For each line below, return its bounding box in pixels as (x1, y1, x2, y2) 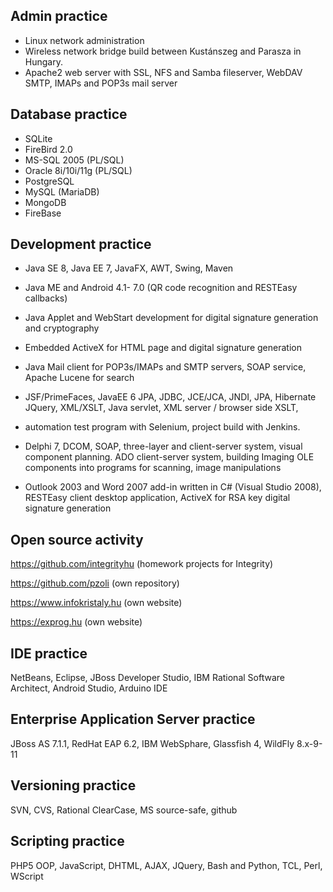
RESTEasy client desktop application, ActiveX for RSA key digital (24, 492, 291, 504)
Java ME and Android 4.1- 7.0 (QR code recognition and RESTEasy (24, 282, 298, 294)
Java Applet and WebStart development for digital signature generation (24, 312, 319, 324)
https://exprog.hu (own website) (10, 616, 143, 628)
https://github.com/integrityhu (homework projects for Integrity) (10, 558, 274, 570)
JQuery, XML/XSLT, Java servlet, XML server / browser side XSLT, (24, 402, 299, 414)
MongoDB (24, 196, 67, 208)
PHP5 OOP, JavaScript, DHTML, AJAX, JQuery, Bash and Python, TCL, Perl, (10, 859, 323, 871)
